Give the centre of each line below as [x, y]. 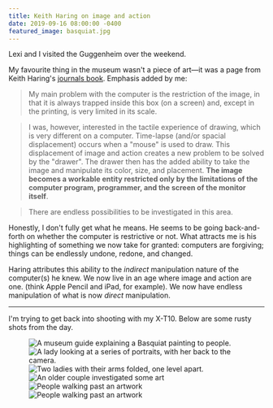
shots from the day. [41, 328]
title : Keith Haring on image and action [80, 16]
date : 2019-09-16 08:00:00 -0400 [65, 24]
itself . [38, 197]
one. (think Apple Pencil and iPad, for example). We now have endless [126, 287]
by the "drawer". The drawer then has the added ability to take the [139, 162]
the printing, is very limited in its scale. [93, 111]
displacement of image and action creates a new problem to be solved [146, 153]
